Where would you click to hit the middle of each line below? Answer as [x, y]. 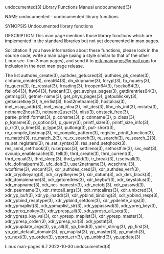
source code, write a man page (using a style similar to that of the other [77, 55]
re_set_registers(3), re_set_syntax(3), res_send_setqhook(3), [66, 143]
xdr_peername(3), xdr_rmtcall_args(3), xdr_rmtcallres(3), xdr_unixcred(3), [79, 190]
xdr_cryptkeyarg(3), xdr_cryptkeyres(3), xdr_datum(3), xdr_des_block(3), [79, 174]
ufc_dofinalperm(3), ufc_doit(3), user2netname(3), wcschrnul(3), [70, 164]
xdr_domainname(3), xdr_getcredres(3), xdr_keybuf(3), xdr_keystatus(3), [79, 179]
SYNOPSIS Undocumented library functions [49, 26]
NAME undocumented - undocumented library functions [62, 16]
